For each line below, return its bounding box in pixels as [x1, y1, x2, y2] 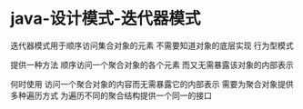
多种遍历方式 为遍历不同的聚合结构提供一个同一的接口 [10, 90, 212, 101]
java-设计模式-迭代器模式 [10, 8, 201, 29]
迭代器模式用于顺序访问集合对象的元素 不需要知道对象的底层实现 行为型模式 [10, 40, 294, 51]
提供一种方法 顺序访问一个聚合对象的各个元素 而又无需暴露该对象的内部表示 [10, 59, 294, 70]
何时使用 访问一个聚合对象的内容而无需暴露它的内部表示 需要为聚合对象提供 [10, 78, 294, 89]
